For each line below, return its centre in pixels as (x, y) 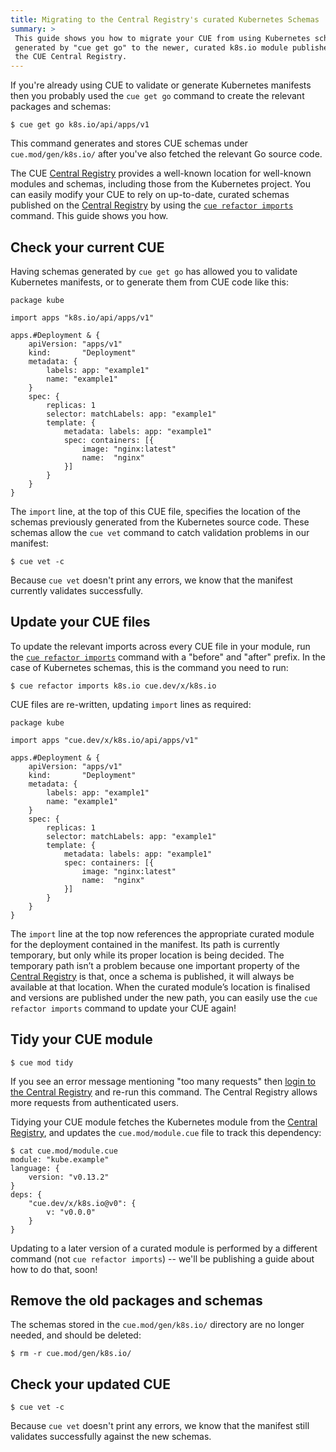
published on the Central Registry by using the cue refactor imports (152, 205)
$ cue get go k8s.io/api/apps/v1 (80, 125)
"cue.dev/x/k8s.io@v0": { (82, 1203)
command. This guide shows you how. (89, 216)
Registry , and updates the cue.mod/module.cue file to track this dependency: (166, 1132)
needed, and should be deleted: (76, 1335)
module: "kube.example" (60, 1159)
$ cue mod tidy (42, 1062)
